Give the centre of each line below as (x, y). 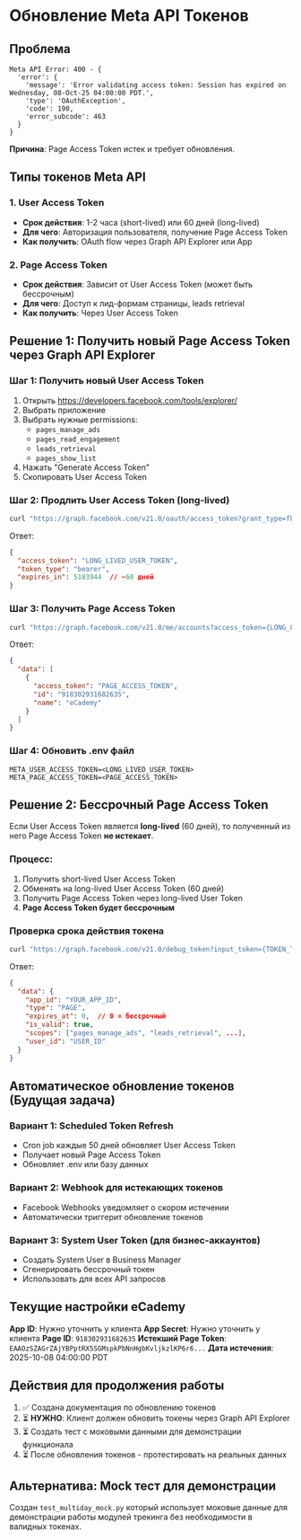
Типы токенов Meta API (77, 177)
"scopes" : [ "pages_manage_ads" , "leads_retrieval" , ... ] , (136, 1033)
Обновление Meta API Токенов (129, 16)
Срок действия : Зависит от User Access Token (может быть (138, 284)
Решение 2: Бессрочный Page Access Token (139, 805)
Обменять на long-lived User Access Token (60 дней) (123, 888)
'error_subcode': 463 (65, 117)
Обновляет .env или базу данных (85, 1164)
